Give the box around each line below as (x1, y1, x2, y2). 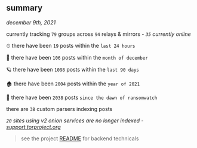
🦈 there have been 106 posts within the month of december (6, 54, 148, 61)
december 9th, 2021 (6, 18, 56, 26)
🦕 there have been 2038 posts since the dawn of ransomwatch (6, 94, 158, 101)
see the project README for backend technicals (20, 135, 139, 142)
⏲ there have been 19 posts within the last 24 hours (6, 42, 136, 49)
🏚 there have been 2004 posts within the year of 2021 (6, 80, 140, 87)
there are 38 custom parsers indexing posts (6, 105, 113, 112)
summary (6, 3, 43, 13)
